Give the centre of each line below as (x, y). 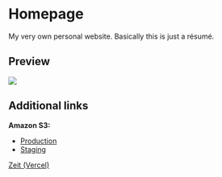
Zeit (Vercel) (29, 165)
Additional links (48, 106)
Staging (33, 149)
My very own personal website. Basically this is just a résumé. (111, 36)
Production (38, 141)
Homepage (46, 14)
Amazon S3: (29, 125)
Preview (29, 62)
